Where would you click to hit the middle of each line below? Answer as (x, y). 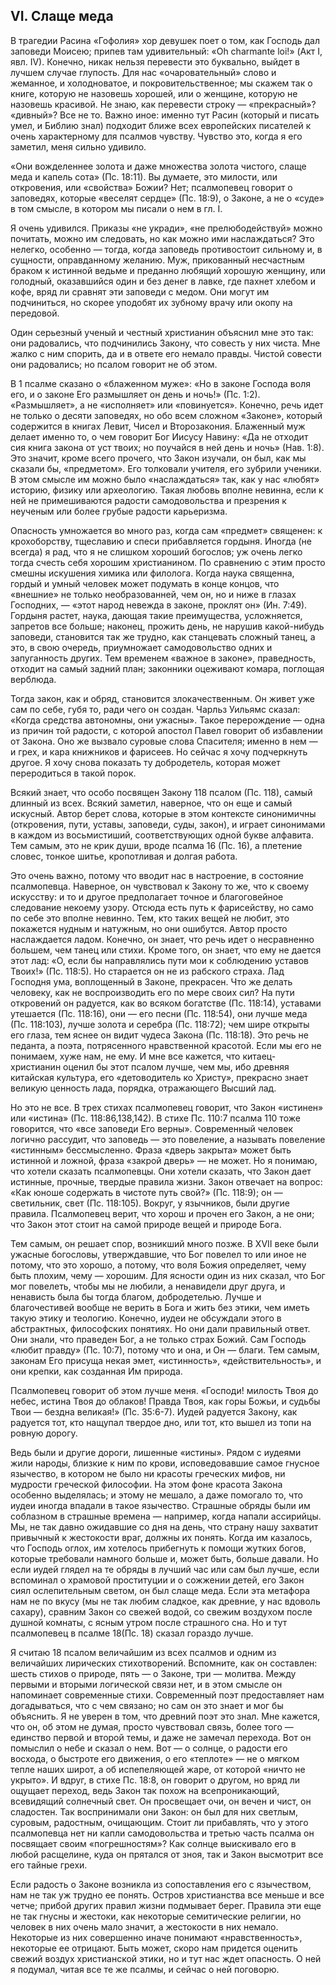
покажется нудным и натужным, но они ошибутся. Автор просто (149, 928)
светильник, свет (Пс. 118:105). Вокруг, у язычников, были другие (150, 1203)
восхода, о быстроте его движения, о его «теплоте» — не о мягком (155, 1758)
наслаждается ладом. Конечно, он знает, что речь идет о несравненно (162, 939)
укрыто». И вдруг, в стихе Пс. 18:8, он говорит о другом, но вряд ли (155, 1780)
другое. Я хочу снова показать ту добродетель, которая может (145, 762)
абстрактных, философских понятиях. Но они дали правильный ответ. (160, 1328)
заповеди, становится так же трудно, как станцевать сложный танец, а (163, 636)
